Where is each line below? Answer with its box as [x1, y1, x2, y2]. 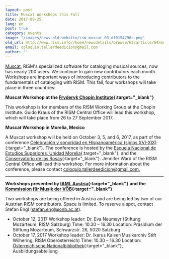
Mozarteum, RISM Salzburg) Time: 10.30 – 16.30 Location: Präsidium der [12, 221, 162, 227]
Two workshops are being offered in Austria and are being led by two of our [5, 195, 162, 201]
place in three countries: [5, 84, 56, 90]
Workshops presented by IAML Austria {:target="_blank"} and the [5, 180, 146, 186]
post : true [5, 26, 28, 31]
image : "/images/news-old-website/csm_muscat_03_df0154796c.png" [5, 36, 145, 41]
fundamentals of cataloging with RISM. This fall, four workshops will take [5, 79, 156, 85]
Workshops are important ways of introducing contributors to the [5, 74, 140, 80]
